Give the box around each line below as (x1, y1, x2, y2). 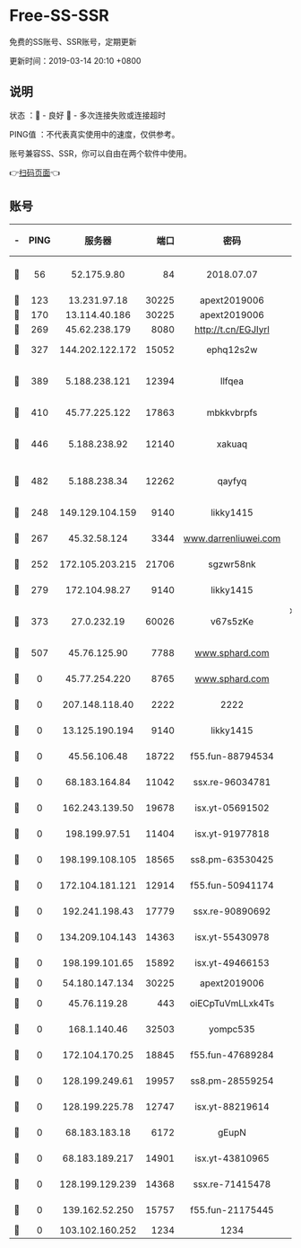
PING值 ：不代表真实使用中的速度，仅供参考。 (9, 128, 180, 139)
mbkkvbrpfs (206, 406, 258, 419)
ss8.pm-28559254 (190, 1075, 274, 1087)
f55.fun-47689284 (189, 1049, 275, 1061)
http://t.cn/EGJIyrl (193, 323, 271, 335)
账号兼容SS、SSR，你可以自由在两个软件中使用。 (9, 147, 192, 158)
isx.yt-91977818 (193, 828, 271, 840)
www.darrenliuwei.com (183, 532, 281, 544)
